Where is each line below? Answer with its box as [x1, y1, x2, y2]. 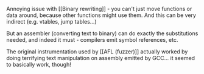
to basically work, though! [6, 61, 71, 68]
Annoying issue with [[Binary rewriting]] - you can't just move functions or [6, 5, 192, 12]
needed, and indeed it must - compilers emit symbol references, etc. [6, 36, 178, 43]
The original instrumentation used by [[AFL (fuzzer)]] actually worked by [6, 48, 188, 55]
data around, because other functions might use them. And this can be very [6, 12, 197, 19]
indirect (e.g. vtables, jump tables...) [6, 18, 97, 25]
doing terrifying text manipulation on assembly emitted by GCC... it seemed [6, 55, 195, 61]
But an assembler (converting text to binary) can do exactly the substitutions [6, 30, 199, 37]
